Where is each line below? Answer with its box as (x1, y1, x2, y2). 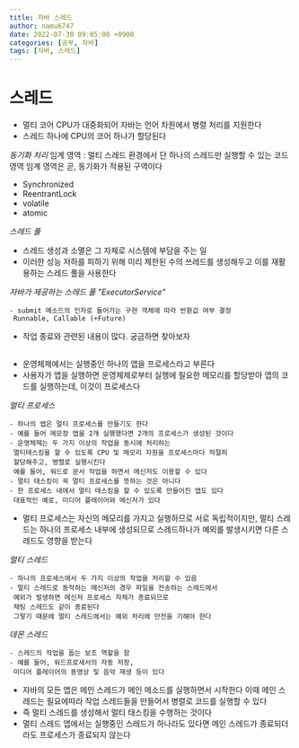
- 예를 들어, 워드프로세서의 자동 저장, (9, 658, 135, 667)
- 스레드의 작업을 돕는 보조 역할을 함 (9, 648, 130, 658)
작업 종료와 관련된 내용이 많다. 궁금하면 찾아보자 (22, 331, 190, 342)
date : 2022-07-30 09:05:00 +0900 (9, 30, 135, 39)
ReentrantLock (22, 189, 77, 199)
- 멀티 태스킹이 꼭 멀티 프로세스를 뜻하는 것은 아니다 (9, 477, 181, 486)
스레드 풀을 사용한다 (46, 268, 117, 278)
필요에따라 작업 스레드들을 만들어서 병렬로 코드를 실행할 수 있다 (46, 696, 268, 707)
